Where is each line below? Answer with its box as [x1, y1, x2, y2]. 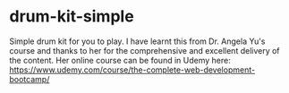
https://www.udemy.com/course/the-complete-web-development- [9, 64, 256, 75]
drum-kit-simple [9, 6, 134, 27]
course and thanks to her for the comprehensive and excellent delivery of [9, 45, 280, 55]
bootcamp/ [9, 73, 50, 84]
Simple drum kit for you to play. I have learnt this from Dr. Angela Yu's [9, 36, 266, 46]
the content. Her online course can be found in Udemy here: [9, 55, 231, 65]
